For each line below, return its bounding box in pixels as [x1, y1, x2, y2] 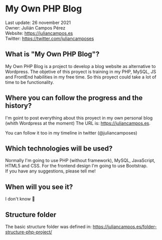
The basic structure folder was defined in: [5, 223, 92, 229]
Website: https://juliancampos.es [5, 30, 73, 36]
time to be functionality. [5, 79, 54, 85]
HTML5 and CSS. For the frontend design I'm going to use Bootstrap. [5, 163, 148, 169]
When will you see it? [5, 182, 73, 191]
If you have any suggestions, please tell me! [5, 168, 96, 174]
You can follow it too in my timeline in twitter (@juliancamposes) [5, 129, 137, 135]
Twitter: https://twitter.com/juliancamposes [5, 35, 94, 41]
